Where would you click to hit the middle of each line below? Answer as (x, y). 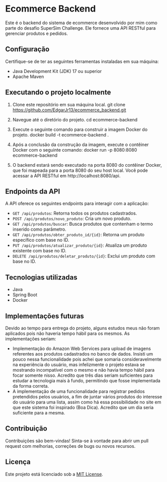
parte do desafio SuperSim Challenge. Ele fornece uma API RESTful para (80, 28)
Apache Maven (28, 77)
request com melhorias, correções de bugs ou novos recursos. (70, 446)
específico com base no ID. (41, 240)
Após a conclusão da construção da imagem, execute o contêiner (81, 145)
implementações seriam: (31, 339)
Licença (18, 462)
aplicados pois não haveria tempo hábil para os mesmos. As (67, 333)
